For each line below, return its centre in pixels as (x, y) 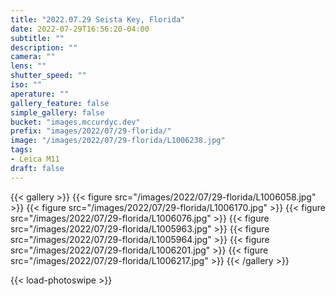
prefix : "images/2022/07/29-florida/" (91, 131)
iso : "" (26, 85)
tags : (21, 150)
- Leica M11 (35, 159)
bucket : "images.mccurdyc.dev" (75, 122)
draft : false (37, 168)
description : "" (44, 47)
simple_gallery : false (57, 112)
